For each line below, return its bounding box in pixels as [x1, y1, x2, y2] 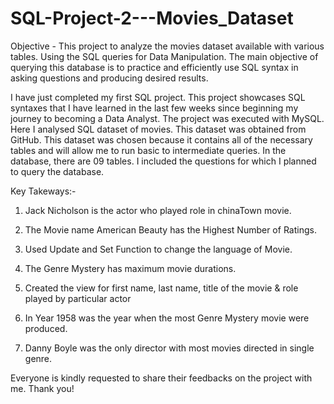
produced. [24, 322, 68, 334]
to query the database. [10, 165, 105, 177]
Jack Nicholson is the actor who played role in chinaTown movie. [24, 204, 292, 216]
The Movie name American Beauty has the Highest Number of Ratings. [24, 223, 317, 236]
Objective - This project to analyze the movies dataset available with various [10, 40, 325, 52]
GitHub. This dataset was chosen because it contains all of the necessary [10, 133, 313, 146]
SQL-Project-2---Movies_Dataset [10, 7, 294, 30]
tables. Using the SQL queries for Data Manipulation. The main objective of [10, 50, 319, 62]
